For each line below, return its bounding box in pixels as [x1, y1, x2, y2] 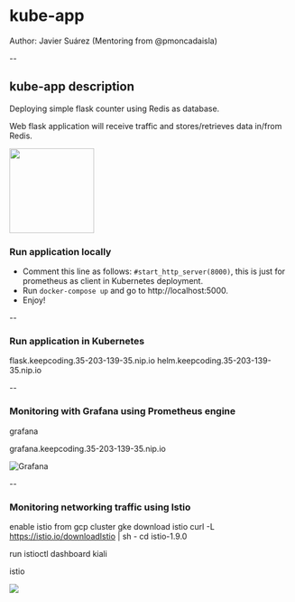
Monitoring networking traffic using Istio [9, 501, 191, 513]
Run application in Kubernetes [9, 334, 145, 347]
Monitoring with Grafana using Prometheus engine [9, 405, 236, 418]
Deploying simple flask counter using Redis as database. [9, 103, 220, 114]
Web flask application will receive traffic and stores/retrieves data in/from [9, 120, 282, 131]
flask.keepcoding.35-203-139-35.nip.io [9, 355, 156, 366]
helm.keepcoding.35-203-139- [156, 355, 272, 366]
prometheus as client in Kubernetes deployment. [22, 276, 204, 287]
